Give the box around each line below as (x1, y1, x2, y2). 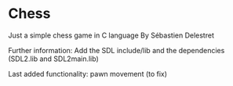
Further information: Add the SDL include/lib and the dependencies (8, 45, 225, 55)
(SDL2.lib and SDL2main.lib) (8, 54, 100, 63)
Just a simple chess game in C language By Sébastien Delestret (8, 30, 214, 40)
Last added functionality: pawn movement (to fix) (8, 69, 167, 78)
